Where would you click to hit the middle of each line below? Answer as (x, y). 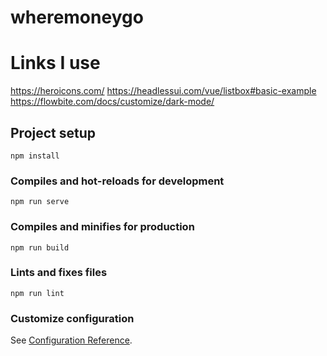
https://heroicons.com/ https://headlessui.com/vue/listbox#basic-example (163, 91)
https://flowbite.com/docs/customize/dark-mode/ (112, 102)
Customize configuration (72, 318)
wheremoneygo (77, 17)
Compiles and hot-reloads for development (117, 181)
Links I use (55, 63)
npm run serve (40, 202)
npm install (35, 156)
